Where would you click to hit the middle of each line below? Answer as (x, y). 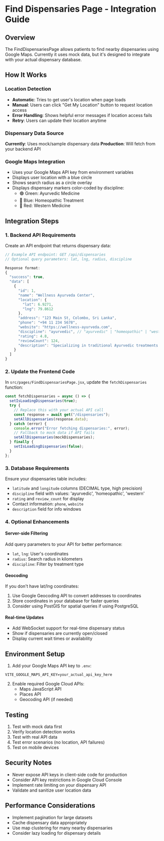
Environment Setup (35, 654)
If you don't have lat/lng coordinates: (42, 586)
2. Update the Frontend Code (40, 372)
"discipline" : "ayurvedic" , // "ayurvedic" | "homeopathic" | (82, 331)
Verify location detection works (44, 732)
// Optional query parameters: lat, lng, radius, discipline (69, 259)
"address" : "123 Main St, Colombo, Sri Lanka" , (67, 318)
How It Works (26, 75)
